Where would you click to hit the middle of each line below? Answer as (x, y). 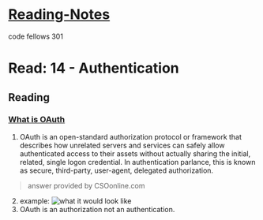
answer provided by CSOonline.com (86, 185)
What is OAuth (37, 120)
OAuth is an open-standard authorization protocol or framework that (131, 136)
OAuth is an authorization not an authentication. (97, 209)
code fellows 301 (36, 36)
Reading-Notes (59, 15)
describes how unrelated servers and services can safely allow (122, 145)
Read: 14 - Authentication (94, 68)
